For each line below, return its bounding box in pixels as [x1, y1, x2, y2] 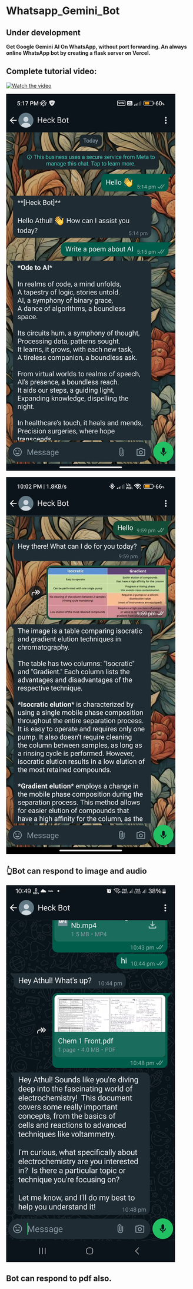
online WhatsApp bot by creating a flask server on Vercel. [6, 49, 151, 57]
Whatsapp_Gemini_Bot [6, 4, 120, 18]
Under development [6, 28, 81, 38]
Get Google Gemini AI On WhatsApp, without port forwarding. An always [6, 43, 187, 50]
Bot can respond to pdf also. [6, 1274, 112, 1284]
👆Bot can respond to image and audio [6, 866, 147, 876]
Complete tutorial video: [6, 67, 97, 77]
